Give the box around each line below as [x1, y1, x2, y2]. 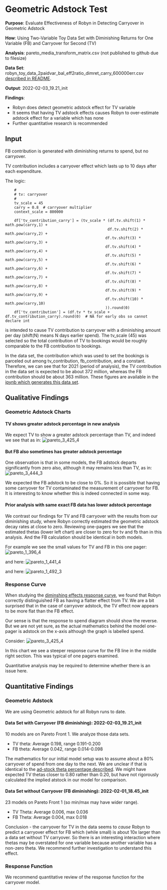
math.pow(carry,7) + [5, 275, 48, 280]
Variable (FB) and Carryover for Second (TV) [5, 40, 97, 46]
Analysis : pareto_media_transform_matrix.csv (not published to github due [5, 50, 159, 56]
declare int [5, 318, 30, 323]
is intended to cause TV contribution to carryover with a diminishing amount [5, 327, 161, 333]
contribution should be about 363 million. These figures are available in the [5, 374, 159, 380]
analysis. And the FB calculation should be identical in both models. [5, 534, 143, 540]
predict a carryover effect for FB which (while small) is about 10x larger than [5, 829, 161, 835]
